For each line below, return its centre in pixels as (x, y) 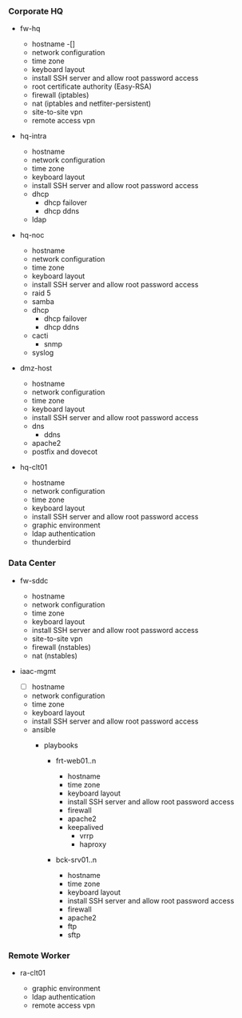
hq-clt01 (34, 467)
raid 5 (41, 293)
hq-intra (33, 136)
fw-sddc (34, 580)
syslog (43, 353)
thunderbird (51, 543)
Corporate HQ (36, 11)
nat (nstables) (55, 655)
